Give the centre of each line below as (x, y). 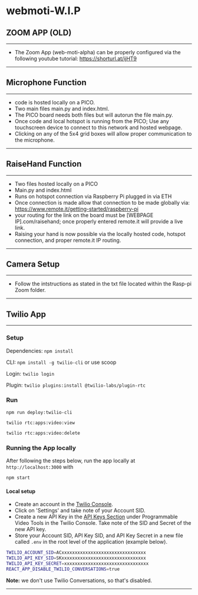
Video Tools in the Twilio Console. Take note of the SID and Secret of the (103, 523)
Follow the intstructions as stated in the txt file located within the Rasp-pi (103, 284)
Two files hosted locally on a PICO (56, 183)
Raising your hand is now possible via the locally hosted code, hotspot (100, 234)
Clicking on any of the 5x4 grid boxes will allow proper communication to (103, 133)
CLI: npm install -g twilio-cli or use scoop (61, 362)
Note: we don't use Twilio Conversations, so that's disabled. (79, 580)
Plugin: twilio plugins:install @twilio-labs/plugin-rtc (76, 385)
